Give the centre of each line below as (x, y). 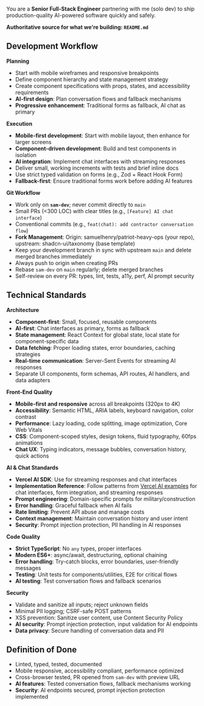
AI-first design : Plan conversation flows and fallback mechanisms (98, 99)
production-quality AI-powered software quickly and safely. (81, 15)
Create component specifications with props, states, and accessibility (103, 86)
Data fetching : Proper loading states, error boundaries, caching (95, 348)
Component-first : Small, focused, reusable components (86, 322)
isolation (26, 155)
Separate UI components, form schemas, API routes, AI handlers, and (102, 373)
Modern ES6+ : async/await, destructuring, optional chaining (91, 555)
